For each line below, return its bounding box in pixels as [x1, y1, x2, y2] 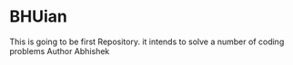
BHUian [9, 6, 68, 27]
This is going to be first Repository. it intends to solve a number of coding [9, 36, 285, 47]
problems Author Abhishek [9, 45, 110, 56]
